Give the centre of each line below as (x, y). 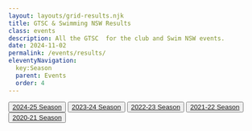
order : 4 (30, 83)
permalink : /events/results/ (57, 53)
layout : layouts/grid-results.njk (66, 16)
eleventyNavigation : (43, 61)
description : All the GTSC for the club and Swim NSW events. (117, 38)
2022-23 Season (156, 106)
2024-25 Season (37, 106)
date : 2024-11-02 (37, 46)
